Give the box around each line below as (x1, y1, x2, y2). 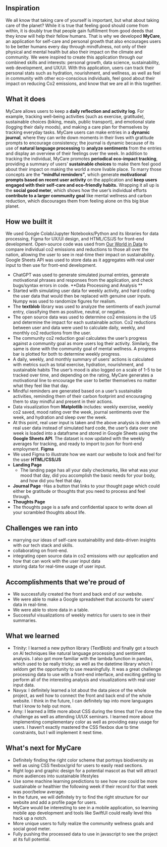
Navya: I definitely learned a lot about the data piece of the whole (12, 687, 147, 693)
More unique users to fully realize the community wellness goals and (12, 820, 153, 826)
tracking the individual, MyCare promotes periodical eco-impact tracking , (5, 155, 158, 161)
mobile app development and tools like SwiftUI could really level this (12, 810, 152, 816)
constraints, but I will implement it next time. (12, 729, 103, 735)
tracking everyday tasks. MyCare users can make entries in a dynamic (5, 129, 150, 135)
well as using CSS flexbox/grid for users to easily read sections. (12, 762, 143, 768)
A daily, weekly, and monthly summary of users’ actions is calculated (12, 356, 154, 362)
